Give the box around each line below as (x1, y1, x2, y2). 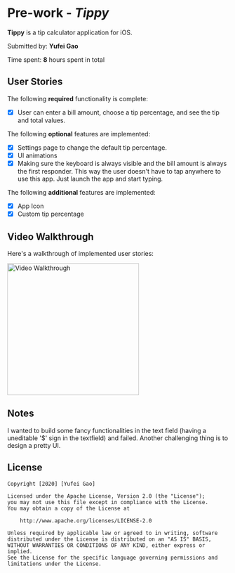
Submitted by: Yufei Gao (7, 41, 79, 50)
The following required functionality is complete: (7, 94, 149, 103)
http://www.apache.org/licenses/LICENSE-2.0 (20, 517, 152, 524)
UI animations (17, 151, 58, 160)
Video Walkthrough (7, 231, 94, 243)
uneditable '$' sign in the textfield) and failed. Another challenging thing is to (7, 434, 229, 442)
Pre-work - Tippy (7, 5, 109, 21)
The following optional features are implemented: (7, 129, 151, 138)
